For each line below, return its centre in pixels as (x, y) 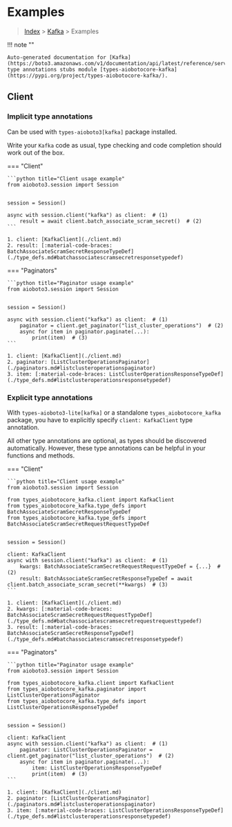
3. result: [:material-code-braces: (60, 627)
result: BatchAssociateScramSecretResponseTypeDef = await (106, 578)
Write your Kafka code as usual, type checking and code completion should (115, 145)
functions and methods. (41, 455)
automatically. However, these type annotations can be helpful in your (106, 448)
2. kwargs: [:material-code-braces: (60, 609)
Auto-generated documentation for (57, 57)
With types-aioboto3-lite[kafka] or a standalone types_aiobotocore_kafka (114, 412)
